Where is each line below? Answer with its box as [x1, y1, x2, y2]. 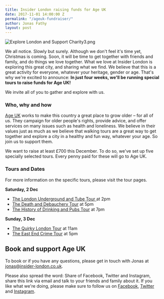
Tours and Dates [5, 165, 45, 172]
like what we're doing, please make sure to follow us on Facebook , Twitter [5, 283, 154, 289]
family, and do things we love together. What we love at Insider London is [5, 59, 153, 65]
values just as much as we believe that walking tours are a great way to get [5, 128, 157, 134]
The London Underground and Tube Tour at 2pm [12, 196, 111, 202]
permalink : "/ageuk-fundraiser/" [5, 16, 73, 21]
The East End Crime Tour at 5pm [12, 230, 78, 236]
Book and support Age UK [5, 245, 86, 253]
